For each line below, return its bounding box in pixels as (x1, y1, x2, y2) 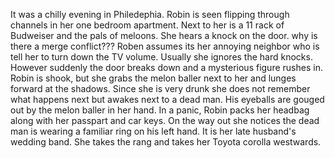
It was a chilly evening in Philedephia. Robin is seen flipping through (10, 9, 290, 20)
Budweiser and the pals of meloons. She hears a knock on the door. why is (10, 30, 318, 41)
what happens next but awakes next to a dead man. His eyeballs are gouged (10, 94, 325, 105)
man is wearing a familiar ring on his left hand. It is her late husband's (10, 125, 297, 137)
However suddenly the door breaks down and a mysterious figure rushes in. (10, 62, 323, 73)
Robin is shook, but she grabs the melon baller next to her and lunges (10, 72, 297, 84)
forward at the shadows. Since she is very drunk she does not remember (10, 83, 311, 94)
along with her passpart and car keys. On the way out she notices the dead (10, 115, 320, 126)
